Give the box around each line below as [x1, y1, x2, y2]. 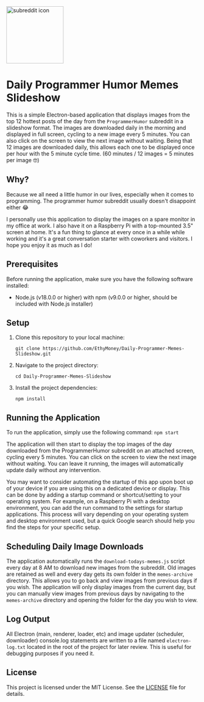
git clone [15, 346, 41, 352]
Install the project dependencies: [15, 384, 98, 392]
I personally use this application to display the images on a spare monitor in [6, 215, 195, 223]
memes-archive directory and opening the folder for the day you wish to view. [6, 596, 198, 603]
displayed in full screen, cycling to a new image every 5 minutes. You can [6, 131, 190, 138]
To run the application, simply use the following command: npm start [6, 429, 179, 436]
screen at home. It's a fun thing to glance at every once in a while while [6, 228, 185, 235]
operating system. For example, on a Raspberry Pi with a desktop [6, 498, 171, 505]
